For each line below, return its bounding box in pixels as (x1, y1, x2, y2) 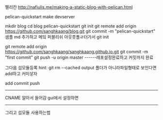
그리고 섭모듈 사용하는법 (5, 110, 51, 115)
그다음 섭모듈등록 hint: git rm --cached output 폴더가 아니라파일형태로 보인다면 (5, 65, 157, 70)
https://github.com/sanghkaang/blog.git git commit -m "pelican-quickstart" (5, 28, 156, 34)
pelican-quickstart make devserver (5, 14, 75, 19)
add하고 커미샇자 (5, 71, 38, 76)
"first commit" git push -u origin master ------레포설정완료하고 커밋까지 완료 (5, 54, 154, 60)
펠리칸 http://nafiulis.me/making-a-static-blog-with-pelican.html (5, 4, 133, 10)
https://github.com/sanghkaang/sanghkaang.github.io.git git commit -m (5, 49, 148, 54)
